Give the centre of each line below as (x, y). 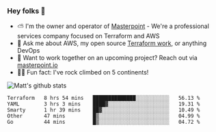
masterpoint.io (37, 65)
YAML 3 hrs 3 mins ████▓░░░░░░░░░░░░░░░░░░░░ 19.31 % (104, 104)
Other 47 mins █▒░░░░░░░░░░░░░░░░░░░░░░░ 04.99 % (104, 116)
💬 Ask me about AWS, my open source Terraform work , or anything (112, 43)
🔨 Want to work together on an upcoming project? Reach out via (107, 58)
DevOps (28, 51)
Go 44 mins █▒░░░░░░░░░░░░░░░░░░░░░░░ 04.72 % (104, 122)
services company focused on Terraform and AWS (88, 36)
